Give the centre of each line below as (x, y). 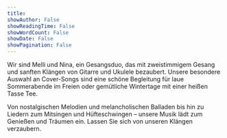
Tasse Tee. (23, 94)
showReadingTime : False (41, 26)
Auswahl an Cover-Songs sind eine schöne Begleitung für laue (95, 79)
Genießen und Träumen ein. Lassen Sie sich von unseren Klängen (100, 121)
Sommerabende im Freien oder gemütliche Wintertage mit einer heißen (107, 86)
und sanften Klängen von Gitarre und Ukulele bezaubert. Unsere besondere (114, 72)
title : (16, 13)
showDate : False (30, 39)
